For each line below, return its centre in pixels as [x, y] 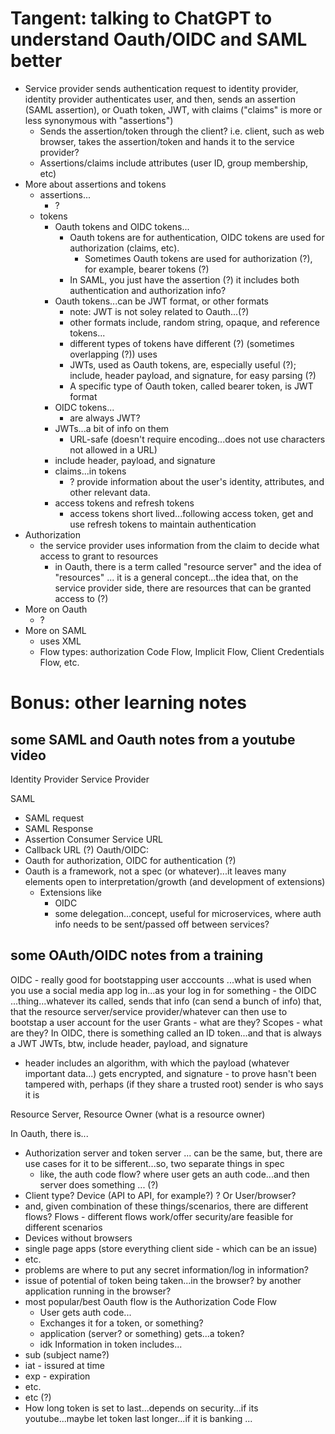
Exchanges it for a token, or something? [121, 1323]
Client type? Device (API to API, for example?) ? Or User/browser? [160, 1195]
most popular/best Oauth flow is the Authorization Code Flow [151, 1301]
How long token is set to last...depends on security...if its [141, 1408]
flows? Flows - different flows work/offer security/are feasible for [159, 1216]
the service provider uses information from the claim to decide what [179, 545]
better [36, 61]
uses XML [60, 641]
